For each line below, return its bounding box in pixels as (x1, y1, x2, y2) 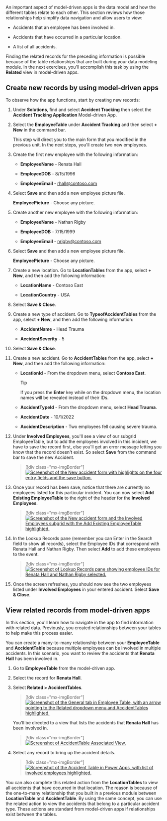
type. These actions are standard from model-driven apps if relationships (5, 806, 156, 812)
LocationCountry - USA (20, 291, 70, 298)
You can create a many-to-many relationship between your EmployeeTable (5, 640, 160, 646)
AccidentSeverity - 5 (20, 336, 65, 342)
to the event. (12, 551, 39, 557)
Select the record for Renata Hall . (12, 675, 82, 681)
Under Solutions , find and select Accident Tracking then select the (12, 107, 152, 113)
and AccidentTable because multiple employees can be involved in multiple (5, 645, 161, 651)
